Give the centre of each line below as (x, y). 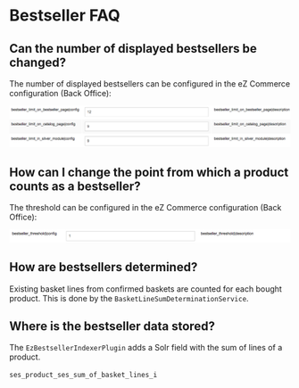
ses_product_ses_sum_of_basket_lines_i (83, 376)
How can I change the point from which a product (149, 172)
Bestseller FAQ (65, 16)
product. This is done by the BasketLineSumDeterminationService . (129, 298)
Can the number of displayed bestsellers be (133, 49)
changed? (38, 62)
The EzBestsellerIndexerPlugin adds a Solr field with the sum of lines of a (146, 348)
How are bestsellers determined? (104, 267)
